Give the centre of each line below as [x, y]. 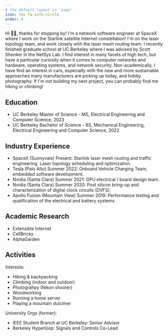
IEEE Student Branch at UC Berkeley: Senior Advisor [66, 322]
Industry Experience [37, 146]
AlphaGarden [26, 239]
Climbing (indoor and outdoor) [43, 282]
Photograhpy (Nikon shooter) [42, 287]
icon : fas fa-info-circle [32, 15]
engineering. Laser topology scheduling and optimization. [72, 163]
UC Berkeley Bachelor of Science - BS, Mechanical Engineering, [78, 125]
